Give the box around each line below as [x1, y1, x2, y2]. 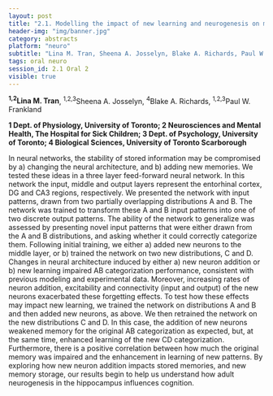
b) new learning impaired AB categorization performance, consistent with [8, 266, 254, 276]
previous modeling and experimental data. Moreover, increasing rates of [8, 274, 250, 285]
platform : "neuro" [8, 42, 71, 50]
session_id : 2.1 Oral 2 [8, 65, 89, 73]
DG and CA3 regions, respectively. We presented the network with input [8, 188, 249, 198]
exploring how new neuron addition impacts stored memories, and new [8, 361, 246, 371]
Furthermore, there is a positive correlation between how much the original [8, 343, 259, 354]
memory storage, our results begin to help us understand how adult [8, 369, 235, 379]
